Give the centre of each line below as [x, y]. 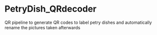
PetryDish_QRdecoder [51, 9]
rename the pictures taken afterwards [43, 27]
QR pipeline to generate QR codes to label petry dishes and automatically [78, 22]
